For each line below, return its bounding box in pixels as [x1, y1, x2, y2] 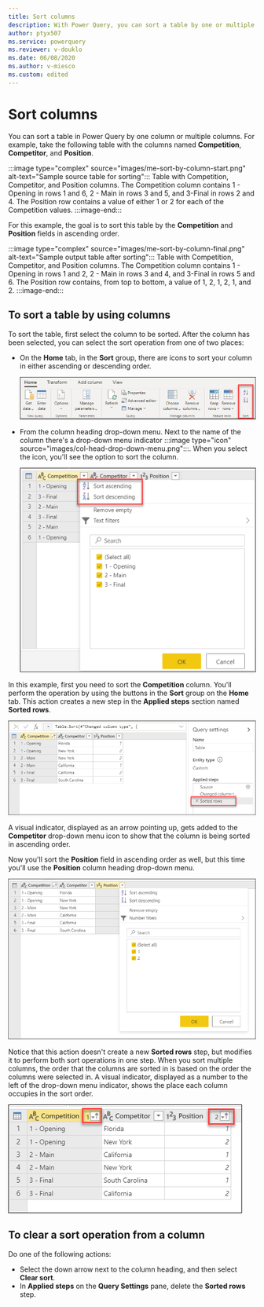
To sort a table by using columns [8, 309, 171, 322]
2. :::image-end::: [8, 285, 64, 295]
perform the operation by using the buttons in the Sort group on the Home [8, 688, 249, 697]
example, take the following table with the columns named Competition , [8, 140, 242, 149]
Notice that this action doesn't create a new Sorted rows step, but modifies [8, 1047, 253, 1056]
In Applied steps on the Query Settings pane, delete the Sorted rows [19, 1281, 246, 1291]
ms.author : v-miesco [8, 63, 76, 71]
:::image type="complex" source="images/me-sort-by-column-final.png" [8, 243, 245, 253]
